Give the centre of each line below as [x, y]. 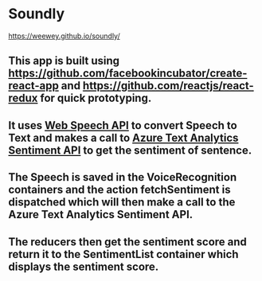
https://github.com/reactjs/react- [168, 86]
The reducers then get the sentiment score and [127, 242]
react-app [34, 86]
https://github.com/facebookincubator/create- [128, 74]
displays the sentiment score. [84, 266]
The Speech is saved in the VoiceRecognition [123, 177]
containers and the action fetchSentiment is [119, 190]
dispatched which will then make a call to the [122, 203]
